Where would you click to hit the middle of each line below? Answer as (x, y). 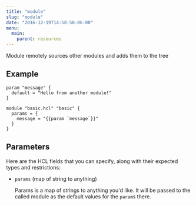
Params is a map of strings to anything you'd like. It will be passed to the (102, 190)
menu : (13, 28)
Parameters (28, 147)
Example (22, 74)
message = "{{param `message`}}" (58, 118)
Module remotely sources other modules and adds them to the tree (87, 56)
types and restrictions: (33, 167)
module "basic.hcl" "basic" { (43, 108)
